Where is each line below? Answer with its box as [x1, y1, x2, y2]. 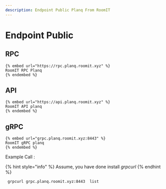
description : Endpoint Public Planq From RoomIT [5, 7, 110, 13]
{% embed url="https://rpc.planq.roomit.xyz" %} [5, 63, 110, 68]
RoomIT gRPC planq [5, 140, 44, 146]
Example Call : [5, 154, 36, 160]
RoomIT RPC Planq [5, 67, 42, 73]
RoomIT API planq [5, 104, 42, 109]
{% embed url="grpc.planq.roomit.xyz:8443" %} [5, 136, 106, 141]
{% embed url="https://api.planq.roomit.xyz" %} [5, 100, 110, 105]
